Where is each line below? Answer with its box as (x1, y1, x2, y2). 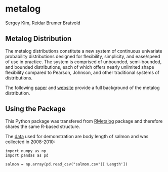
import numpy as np (5, 148, 47, 153)
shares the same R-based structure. (5, 123, 80, 130)
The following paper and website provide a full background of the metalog (5, 84, 160, 91)
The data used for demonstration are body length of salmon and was (5, 133, 149, 139)
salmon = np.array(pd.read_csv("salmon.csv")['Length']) (5, 161, 128, 167)
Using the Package (5, 105, 66, 113)
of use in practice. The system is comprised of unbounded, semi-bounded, (5, 59, 162, 65)
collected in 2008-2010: (5, 139, 55, 145)
